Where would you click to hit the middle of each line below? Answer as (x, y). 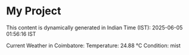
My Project (34, 11)
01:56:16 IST (21, 33)
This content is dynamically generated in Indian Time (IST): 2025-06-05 (94, 27)
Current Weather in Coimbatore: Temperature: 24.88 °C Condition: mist (93, 45)
